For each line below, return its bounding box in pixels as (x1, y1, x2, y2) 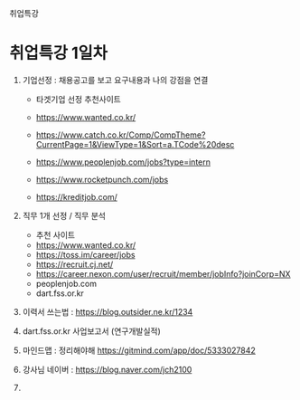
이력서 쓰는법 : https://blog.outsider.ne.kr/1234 (22, 306, 193, 317)
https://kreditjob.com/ (35, 191, 117, 202)
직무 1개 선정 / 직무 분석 (22, 210, 107, 221)
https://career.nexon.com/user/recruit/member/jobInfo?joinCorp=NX (35, 268, 291, 279)
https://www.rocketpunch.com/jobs (35, 174, 169, 185)
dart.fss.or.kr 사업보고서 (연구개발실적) (22, 325, 161, 337)
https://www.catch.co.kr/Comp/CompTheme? (35, 129, 206, 140)
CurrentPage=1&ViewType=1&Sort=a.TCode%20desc (35, 138, 235, 149)
